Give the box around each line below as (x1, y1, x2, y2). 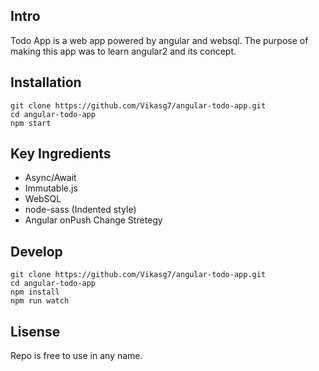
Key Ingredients (10, 145, 112, 163)
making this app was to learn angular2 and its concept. (10, 45, 237, 57)
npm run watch (10, 296, 70, 306)
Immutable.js (24, 182, 78, 194)
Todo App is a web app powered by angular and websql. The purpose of (10, 34, 309, 46)
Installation (10, 74, 82, 91)
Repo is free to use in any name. (10, 350, 143, 362)
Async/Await (24, 172, 77, 184)
